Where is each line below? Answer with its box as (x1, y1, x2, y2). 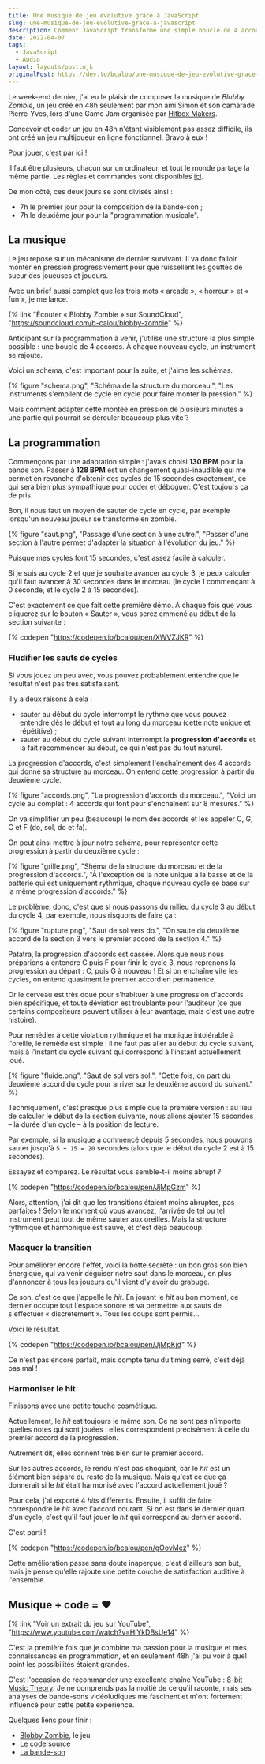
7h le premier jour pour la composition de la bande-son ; (19, 202, 203, 212)
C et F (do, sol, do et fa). (8, 822, 88, 831)
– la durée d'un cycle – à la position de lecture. (8, 1119, 159, 1129)
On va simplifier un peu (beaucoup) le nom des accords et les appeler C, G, (8, 814, 254, 824)
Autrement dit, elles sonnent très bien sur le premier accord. (8, 1448, 203, 1458)
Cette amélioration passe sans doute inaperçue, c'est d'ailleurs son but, (8, 1559, 241, 1568)
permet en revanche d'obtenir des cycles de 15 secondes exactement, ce (8, 474, 247, 483)
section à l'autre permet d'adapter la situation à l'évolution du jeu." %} (8, 538, 236, 547)
